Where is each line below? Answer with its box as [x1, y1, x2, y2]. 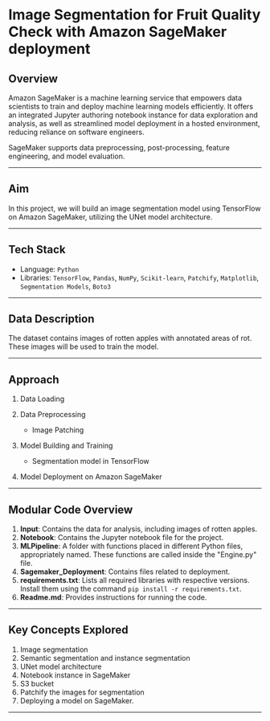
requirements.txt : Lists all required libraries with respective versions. [19, 576, 250, 585]
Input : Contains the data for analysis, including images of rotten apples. [19, 524, 258, 534]
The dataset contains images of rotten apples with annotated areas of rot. [8, 334, 252, 343]
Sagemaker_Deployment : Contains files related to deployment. [19, 567, 231, 576]
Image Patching [31, 425, 84, 435]
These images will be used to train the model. [8, 342, 159, 351]
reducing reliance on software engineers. [8, 127, 145, 137]
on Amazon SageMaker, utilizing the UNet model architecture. [8, 211, 213, 222]
